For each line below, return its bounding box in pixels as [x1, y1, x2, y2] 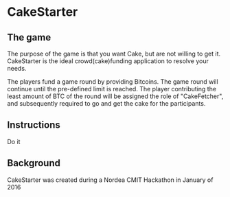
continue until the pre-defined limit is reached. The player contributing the [7, 85, 217, 93]
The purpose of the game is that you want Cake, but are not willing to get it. [7, 49, 221, 58]
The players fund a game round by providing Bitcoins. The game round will [7, 78, 218, 86]
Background [7, 157, 60, 169]
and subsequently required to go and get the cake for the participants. [7, 100, 206, 107]
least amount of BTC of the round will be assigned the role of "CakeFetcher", [7, 92, 224, 100]
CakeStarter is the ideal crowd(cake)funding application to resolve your [7, 57, 209, 65]
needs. [7, 65, 27, 72]
